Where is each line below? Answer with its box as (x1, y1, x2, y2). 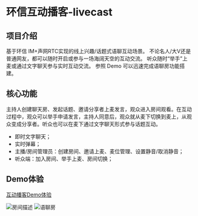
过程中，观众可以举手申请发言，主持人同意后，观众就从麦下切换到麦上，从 (6, 113, 187, 120)
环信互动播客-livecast (6, 5, 113, 19)
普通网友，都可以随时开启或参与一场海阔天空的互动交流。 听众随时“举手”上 (6, 55, 188, 62)
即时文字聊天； (14, 133, 51, 140)
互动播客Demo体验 (6, 191, 52, 198)
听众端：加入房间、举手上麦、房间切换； (14, 155, 113, 162)
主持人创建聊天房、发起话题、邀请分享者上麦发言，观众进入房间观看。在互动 (6, 105, 192, 112)
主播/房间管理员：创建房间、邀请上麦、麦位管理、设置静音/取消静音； (14, 147, 184, 154)
